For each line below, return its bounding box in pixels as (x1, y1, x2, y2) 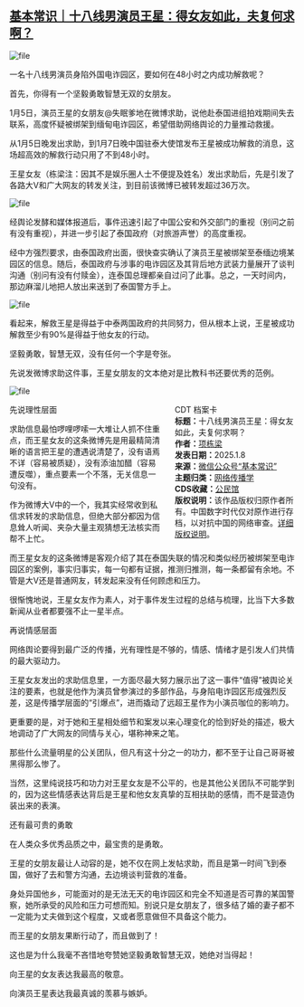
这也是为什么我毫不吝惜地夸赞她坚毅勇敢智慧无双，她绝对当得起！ (9, 949, 255, 960)
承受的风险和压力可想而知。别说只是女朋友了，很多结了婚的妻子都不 (40, 899, 295, 910)
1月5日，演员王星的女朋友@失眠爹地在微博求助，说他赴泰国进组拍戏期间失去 (9, 107, 295, 118)
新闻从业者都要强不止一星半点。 (9, 605, 128, 616)
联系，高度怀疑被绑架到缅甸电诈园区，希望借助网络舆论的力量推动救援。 (9, 119, 279, 129)
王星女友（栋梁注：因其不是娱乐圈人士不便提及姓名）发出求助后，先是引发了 (9, 168, 295, 179)
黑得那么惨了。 (9, 758, 65, 769)
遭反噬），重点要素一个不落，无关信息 (9, 469, 148, 480)
